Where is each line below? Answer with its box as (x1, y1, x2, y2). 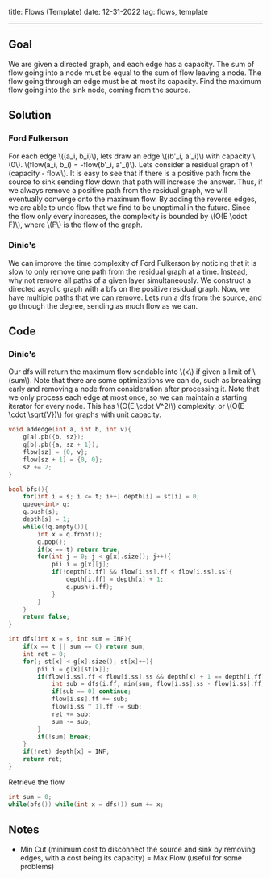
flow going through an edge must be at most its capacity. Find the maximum (8, 76, 261, 86)
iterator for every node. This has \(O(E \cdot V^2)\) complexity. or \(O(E (8, 402, 244, 411)
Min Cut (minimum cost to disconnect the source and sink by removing (19, 844, 256, 854)
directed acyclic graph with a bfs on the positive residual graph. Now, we (8, 284, 250, 293)
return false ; (23, 613, 70, 621)
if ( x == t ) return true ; (37, 545, 121, 553)
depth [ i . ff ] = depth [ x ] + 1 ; (65, 575, 165, 584)
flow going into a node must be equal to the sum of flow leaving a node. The (8, 68, 262, 78)
